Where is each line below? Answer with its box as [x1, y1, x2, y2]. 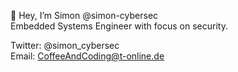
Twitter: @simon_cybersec [10, 40, 120, 51]
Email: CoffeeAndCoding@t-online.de [10, 50, 165, 62]
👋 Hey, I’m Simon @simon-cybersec [10, 10, 159, 21]
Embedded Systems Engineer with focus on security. [10, 20, 228, 32]
